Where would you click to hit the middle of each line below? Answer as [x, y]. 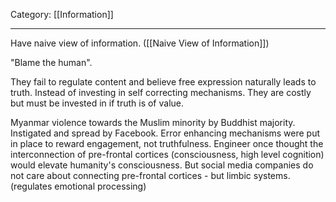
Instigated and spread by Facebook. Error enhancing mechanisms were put [165, 133]
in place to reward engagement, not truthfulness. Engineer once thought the [167, 143]
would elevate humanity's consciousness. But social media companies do [162, 165]
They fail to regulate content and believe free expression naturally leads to [163, 82]
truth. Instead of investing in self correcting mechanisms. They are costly [161, 92]
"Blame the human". [51, 62]
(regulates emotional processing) [78, 186]
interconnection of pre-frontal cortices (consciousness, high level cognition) [167, 154]
